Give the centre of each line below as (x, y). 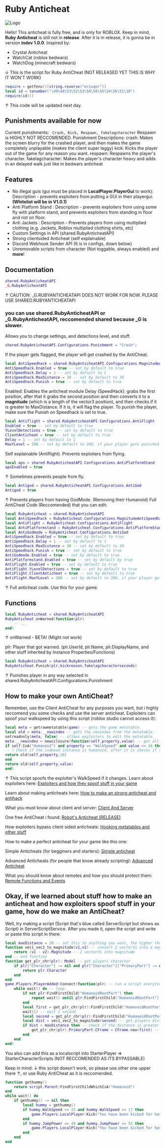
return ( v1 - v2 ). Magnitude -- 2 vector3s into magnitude (74, 952)
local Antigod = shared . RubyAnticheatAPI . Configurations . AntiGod (73, 486)
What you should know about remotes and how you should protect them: (79, 875)
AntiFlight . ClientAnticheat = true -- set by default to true (70, 574)
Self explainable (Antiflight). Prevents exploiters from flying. (65, 453)
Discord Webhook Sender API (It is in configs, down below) (72, 244)
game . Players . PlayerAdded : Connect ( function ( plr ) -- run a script (73, 984)
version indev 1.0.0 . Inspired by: (38, 42)
